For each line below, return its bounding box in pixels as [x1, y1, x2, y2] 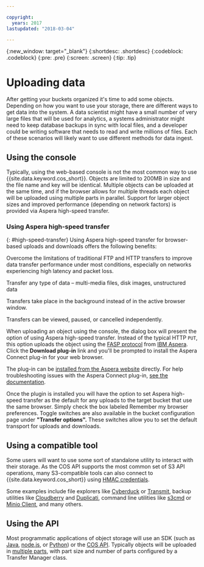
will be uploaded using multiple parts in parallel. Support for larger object [6, 194, 190, 202]
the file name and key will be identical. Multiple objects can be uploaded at [6, 181, 194, 189]
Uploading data [6, 76, 85, 89]
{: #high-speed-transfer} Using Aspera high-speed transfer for [6, 236, 164, 244]
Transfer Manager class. [6, 554, 68, 562]
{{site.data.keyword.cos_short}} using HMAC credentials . [6, 476, 150, 483]
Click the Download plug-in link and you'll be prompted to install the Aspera [6, 347, 197, 354]
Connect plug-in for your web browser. [6, 354, 104, 361]
